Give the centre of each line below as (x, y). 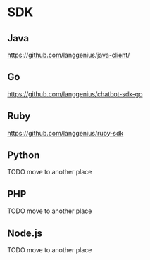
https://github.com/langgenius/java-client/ (69, 55)
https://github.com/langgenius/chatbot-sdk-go (75, 94)
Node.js (25, 233)
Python (24, 155)
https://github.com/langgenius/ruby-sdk (65, 133)
